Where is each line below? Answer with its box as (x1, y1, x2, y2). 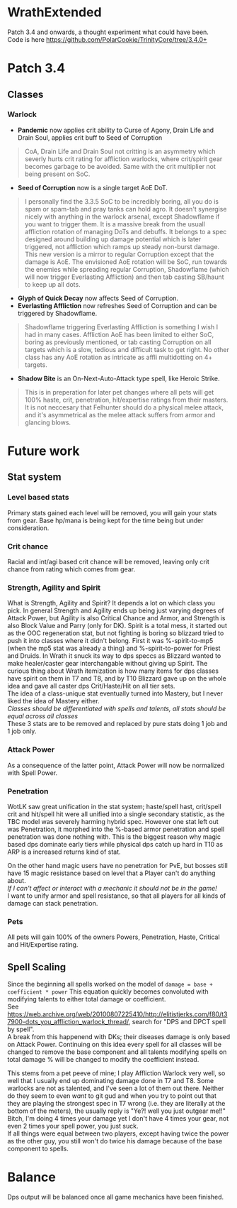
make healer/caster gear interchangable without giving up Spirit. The (7, 659, 208, 668)
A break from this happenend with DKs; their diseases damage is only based (7, 1032, 231, 1040)
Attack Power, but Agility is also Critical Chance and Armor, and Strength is (7, 614, 226, 622)
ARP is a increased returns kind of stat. (7, 847, 122, 856)
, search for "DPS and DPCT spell (128, 1017, 226, 1026)
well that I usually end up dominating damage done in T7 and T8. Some (7, 1076, 214, 1085)
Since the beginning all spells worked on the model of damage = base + (7, 979, 214, 988)
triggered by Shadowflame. (17, 309, 98, 317)
